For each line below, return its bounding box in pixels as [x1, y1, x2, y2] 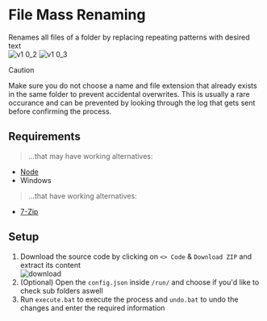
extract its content [19, 260, 81, 269]
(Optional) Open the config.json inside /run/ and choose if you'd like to [19, 277, 260, 287]
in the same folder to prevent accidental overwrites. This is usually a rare [8, 89, 250, 98]
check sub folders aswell [19, 286, 103, 295]
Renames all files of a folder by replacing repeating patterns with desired [8, 32, 250, 42]
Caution [8, 65, 35, 74]
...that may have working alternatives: [27, 151, 153, 160]
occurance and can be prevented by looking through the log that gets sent [8, 98, 256, 107]
